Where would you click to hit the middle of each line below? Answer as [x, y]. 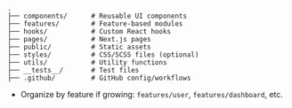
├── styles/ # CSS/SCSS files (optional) [103, 55]
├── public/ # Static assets [79, 47]
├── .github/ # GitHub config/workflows [99, 78]
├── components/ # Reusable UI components [97, 16]
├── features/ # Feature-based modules [95, 24]
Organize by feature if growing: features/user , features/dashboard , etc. [151, 94]
